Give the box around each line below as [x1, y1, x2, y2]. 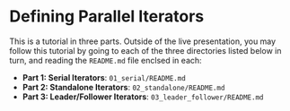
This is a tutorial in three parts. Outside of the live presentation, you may [9, 36, 277, 47]
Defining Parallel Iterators [9, 6, 205, 27]
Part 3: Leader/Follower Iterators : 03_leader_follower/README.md [22, 91, 264, 102]
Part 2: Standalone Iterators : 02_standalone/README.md [22, 81, 225, 92]
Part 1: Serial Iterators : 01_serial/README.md [22, 72, 186, 82]
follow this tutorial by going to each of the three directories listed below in [9, 45, 282, 55]
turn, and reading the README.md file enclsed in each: [9, 55, 202, 65]
